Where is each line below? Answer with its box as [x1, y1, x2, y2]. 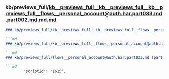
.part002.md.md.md [5, 16, 57, 23]
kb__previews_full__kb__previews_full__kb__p [48, 4, 163, 11]
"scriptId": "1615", [23, 69, 66, 74]
